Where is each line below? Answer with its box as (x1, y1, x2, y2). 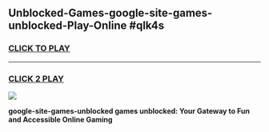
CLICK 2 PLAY (8, 73, 64, 84)
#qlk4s (129, 19, 165, 33)
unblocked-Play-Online (8, 19, 127, 33)
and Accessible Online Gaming (8, 114, 113, 124)
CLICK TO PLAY (8, 43, 70, 54)
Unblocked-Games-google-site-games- (8, 6, 213, 20)
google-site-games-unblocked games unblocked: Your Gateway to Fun (8, 106, 251, 115)
